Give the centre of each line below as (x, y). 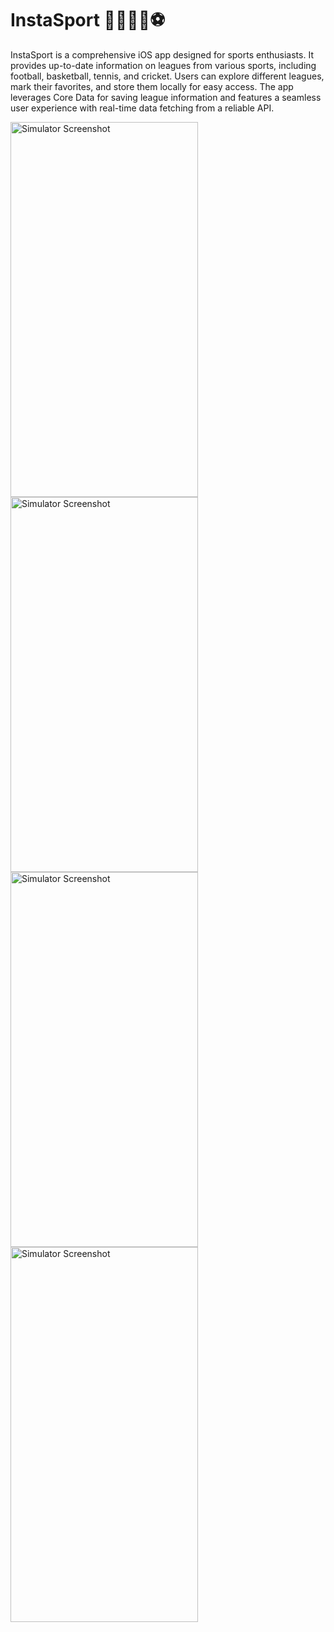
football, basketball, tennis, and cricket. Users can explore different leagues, (167, 76)
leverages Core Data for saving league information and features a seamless (166, 97)
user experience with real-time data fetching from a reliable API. (142, 108)
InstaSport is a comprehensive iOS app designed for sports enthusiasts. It (162, 54)
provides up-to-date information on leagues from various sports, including (163, 65)
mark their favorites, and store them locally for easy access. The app (152, 86)
